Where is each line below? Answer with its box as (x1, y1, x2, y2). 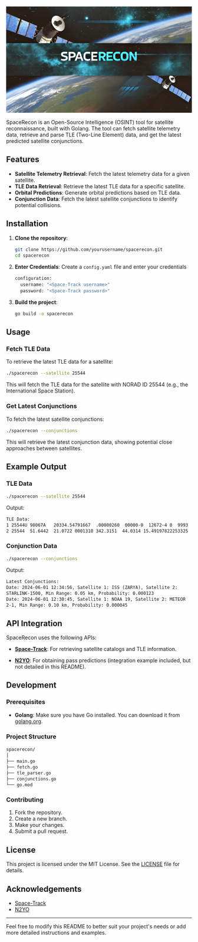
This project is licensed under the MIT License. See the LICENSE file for (6, 861, 180, 868)
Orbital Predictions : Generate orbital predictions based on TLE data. (14, 189, 181, 196)
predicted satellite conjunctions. (6, 137, 84, 145)
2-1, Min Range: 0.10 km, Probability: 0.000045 (6, 603, 128, 609)
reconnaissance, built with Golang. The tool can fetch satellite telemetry (6, 125, 181, 132)
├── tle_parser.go (6, 770, 51, 776)
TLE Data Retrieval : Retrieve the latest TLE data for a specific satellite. (14, 182, 186, 189)
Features (6, 155, 39, 165)
